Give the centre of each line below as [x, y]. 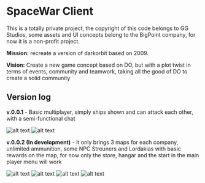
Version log [29, 97]
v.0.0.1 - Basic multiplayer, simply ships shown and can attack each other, [100, 112]
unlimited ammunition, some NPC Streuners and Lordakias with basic [94, 149]
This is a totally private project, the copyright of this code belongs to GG [98, 28]
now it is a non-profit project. [43, 41]
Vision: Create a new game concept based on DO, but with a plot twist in [99, 65]
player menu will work [34, 162]
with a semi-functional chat [41, 118]
